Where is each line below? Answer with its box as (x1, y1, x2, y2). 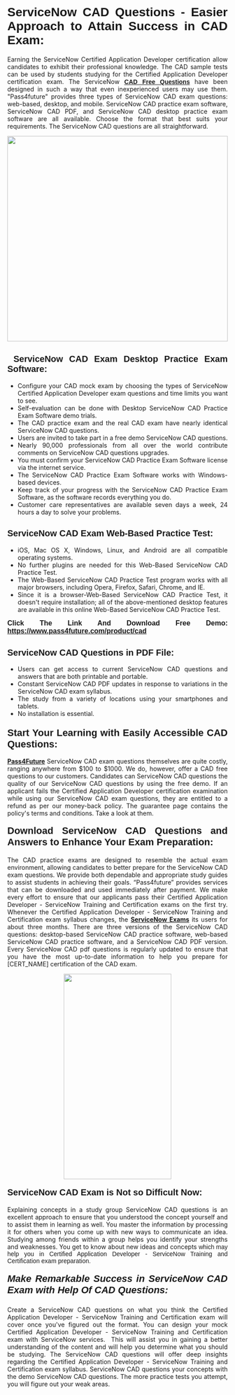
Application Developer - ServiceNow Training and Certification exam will (7, 1313, 228, 1322)
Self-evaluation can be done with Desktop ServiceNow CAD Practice (17, 403, 228, 412)
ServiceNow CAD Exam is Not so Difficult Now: (7, 1187, 203, 1198)
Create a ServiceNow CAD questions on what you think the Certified (7, 1305, 228, 1314)
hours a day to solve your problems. (17, 508, 122, 516)
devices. (37, 478, 62, 487)
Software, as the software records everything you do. (17, 493, 172, 501)
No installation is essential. (17, 710, 94, 718)
